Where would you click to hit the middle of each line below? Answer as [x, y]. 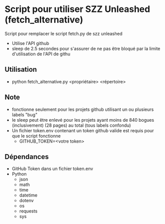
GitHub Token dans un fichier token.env [52, 169]
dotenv [27, 201]
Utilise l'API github [30, 43]
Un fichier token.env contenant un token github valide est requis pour [83, 130]
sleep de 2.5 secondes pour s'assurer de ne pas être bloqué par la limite [86, 48]
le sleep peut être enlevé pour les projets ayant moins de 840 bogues [83, 120]
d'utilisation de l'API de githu [41, 54]
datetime [28, 195]
